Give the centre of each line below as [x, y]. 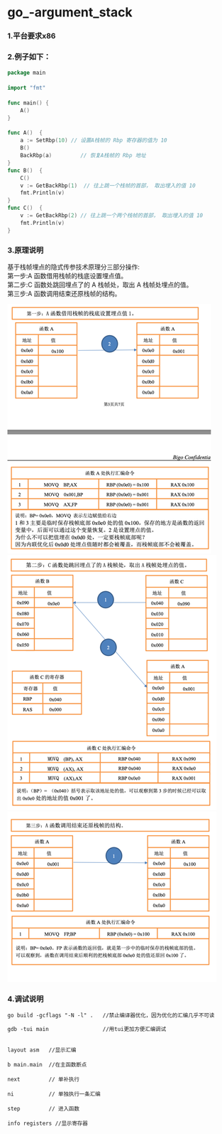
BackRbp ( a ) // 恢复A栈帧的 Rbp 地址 [83, 156]
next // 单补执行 [44, 1080]
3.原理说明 [26, 250]
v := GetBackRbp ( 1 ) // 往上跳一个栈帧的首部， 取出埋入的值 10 [108, 186]
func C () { [25, 208]
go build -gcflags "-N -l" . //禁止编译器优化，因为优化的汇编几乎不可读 [111, 1016]
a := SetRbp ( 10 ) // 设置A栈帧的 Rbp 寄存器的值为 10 [94, 141]
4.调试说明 [26, 999]
